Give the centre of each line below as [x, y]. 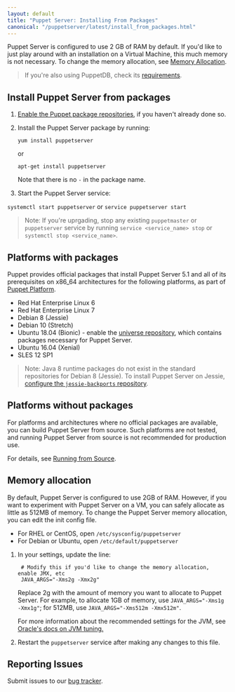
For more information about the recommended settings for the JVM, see [121, 621]
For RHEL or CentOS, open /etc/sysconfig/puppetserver [99, 533]
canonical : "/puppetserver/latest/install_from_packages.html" [102, 27]
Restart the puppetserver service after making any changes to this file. [119, 642]
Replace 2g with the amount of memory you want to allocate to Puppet [120, 592]
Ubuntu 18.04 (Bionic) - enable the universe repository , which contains [120, 333]
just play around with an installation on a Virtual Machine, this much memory [117, 54]
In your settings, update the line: [64, 554]
